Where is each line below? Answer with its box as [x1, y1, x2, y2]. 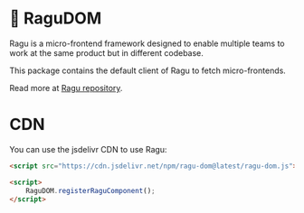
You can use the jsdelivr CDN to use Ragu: [9, 144, 167, 154]
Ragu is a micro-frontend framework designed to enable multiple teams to [9, 38, 285, 49]
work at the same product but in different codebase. [9, 47, 204, 58]
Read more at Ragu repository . [9, 82, 123, 93]
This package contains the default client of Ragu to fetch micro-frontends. [9, 65, 287, 76]
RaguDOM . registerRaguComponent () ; [25, 186, 156, 195]
